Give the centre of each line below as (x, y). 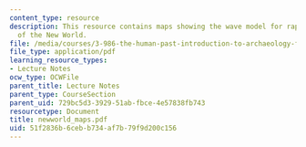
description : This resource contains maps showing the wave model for (146, 26)
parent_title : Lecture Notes (65, 86)
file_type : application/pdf (63, 52)
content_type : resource (55, 18)
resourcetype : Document (55, 111)
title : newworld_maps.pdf (58, 120)
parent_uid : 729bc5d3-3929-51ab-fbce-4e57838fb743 (107, 103)
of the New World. (53, 35)
